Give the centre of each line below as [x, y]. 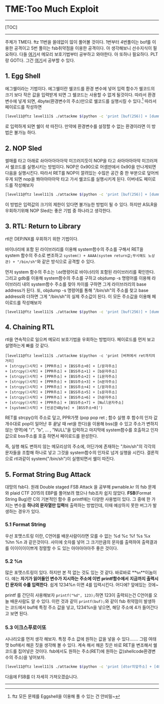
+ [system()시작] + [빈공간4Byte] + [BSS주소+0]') [54, 408]
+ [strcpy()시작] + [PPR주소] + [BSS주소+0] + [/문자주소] [61, 366]
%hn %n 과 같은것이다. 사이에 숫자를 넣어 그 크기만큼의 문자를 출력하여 [73, 542]
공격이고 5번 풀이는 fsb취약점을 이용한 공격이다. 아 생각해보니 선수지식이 [83, 48]
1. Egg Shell [23, 76]
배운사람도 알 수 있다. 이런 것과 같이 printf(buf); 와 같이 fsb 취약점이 [76, 601]
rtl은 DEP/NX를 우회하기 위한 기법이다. [42, 238]
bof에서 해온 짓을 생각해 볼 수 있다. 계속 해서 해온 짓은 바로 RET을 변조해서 [81, 645]
